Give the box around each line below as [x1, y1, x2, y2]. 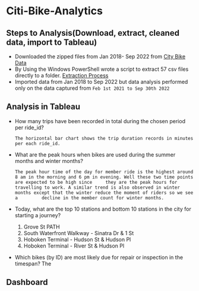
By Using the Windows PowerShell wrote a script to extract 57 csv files [14, 65, 189, 73]
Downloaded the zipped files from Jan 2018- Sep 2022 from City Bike [14, 53, 186, 60]
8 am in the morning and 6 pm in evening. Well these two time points [14, 174, 194, 180]
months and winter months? [14, 157, 83, 164]
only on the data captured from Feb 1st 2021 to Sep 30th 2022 [14, 85, 170, 92]
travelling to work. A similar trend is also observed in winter [14, 184, 180, 190]
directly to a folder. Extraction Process [14, 72, 109, 79]
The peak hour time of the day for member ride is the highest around [14, 168, 194, 175]
